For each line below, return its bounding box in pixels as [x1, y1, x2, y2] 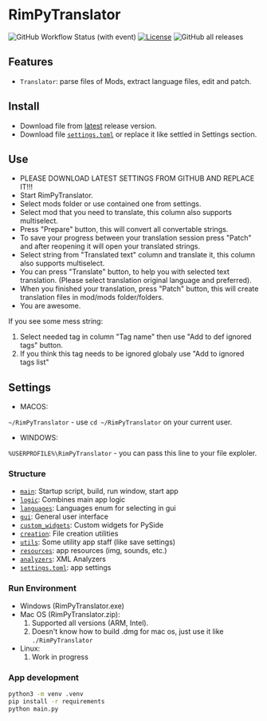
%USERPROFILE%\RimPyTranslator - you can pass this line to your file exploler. [8, 448, 257, 458]
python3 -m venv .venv [8, 690, 84, 699]
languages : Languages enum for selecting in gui [19, 504, 177, 513]
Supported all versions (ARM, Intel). [31, 618, 149, 627]
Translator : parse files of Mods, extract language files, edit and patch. [19, 76, 252, 86]
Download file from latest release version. [19, 121, 157, 130]
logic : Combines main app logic [19, 495, 126, 504]
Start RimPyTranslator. [19, 190, 93, 201]
